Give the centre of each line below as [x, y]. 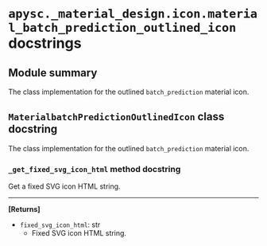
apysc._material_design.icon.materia [133, 14]
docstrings [45, 43]
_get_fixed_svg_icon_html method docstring [95, 169]
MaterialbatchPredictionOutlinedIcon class [116, 117]
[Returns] [25, 209]
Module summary [53, 73]
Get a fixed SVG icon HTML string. [64, 186]
